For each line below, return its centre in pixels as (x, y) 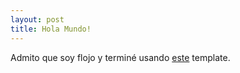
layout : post (37, 19)
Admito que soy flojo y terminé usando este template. (120, 57)
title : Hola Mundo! (51, 29)
